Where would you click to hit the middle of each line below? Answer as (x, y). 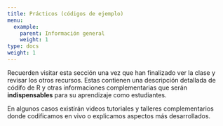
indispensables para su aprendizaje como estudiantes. (87, 94)
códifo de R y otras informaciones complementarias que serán (97, 87)
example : (26, 27)
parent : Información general (62, 33)
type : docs (23, 46)
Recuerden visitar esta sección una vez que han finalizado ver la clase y (111, 72)
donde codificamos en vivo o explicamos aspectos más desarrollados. (109, 115)
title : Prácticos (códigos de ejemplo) (66, 14)
